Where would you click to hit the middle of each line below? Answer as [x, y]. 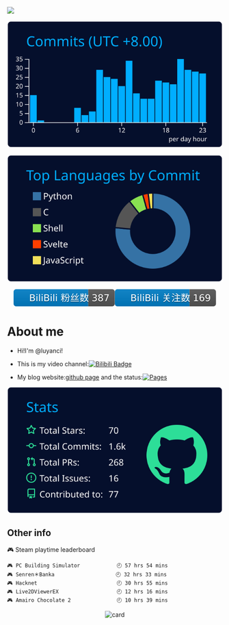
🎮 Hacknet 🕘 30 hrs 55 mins [87, 583]
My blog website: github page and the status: [80, 377]
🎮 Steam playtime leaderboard [51, 550]
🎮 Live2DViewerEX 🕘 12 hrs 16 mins [87, 592]
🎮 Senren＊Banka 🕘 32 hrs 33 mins [87, 575]
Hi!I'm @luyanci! [40, 350]
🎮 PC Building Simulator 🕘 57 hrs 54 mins [87, 566]
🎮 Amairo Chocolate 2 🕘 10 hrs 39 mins [87, 600]
